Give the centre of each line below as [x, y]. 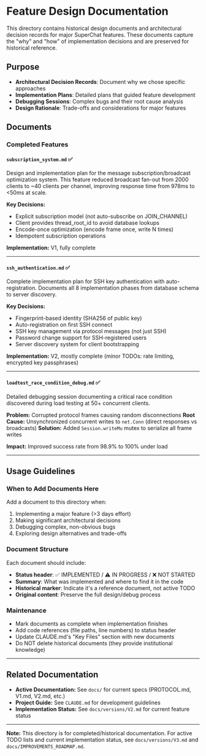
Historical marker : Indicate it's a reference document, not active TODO [105, 588]
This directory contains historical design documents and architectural [94, 28]
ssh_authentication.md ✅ [38, 267]
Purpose [23, 67]
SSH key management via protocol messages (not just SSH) [91, 331]
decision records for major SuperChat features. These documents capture [100, 34]
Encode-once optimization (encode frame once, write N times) [94, 229]
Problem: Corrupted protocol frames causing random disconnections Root [101, 415]
